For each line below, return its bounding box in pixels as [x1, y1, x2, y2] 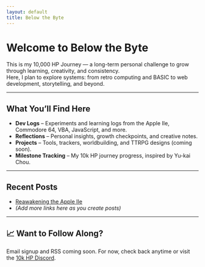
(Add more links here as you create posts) [15, 204, 121, 212]
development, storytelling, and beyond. [6, 80, 105, 88]
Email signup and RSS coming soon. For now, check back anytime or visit [6, 248, 190, 255]
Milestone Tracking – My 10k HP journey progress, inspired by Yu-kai [15, 152, 191, 159]
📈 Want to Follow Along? [6, 229, 104, 239]
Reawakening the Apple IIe [15, 198, 83, 206]
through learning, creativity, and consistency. [6, 68, 120, 75]
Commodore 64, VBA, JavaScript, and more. [15, 126, 127, 134]
